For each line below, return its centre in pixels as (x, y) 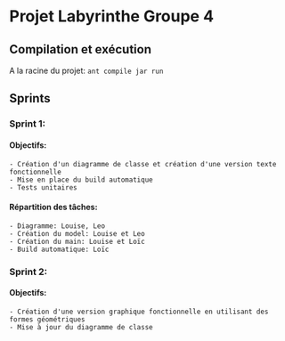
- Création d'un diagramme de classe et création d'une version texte (143, 164)
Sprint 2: (28, 272)
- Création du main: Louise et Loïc (77, 241)
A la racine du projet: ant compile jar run (86, 70)
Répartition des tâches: (53, 207)
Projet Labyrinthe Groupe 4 (112, 16)
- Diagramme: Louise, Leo (57, 226)
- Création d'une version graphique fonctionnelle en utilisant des (139, 312)
